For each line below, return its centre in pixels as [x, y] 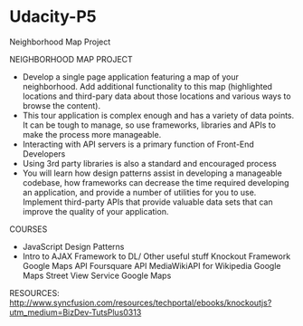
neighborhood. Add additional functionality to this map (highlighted [147, 86]
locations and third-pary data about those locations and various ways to [156, 96]
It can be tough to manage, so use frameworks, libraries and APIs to [149, 125]
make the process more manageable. [92, 134]
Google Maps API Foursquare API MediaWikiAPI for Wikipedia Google [151, 265]
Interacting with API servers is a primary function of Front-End [138, 144]
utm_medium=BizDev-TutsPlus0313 [76, 312]
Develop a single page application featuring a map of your [131, 77]
